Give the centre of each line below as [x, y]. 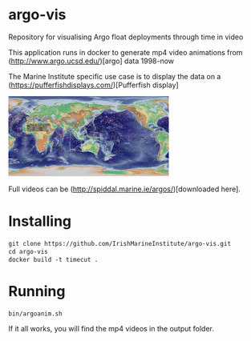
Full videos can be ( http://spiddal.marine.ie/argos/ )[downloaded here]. [124, 189]
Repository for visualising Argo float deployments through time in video [126, 37]
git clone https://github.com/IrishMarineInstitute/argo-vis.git [119, 243]
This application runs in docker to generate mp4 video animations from [125, 52]
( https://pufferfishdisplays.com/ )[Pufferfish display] [93, 85]
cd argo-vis [28, 251]
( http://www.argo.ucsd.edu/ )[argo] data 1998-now [91, 61]
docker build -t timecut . [53, 259]
